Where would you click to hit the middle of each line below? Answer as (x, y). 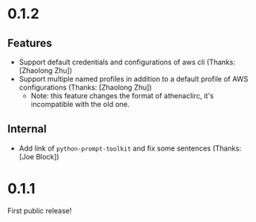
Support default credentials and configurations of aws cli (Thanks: (127, 62)
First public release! (40, 210)
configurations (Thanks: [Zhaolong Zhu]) (85, 87)
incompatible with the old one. (80, 104)
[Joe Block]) (39, 156)
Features (30, 43)
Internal (27, 129)
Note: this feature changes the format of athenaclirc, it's (122, 96)
